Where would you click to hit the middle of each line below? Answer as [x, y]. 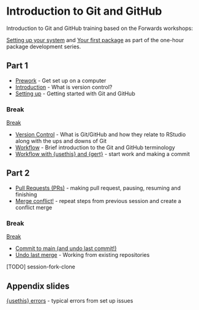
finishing [26, 194]
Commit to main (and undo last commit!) [66, 248]
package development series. [44, 46]
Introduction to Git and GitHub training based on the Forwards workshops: [100, 28]
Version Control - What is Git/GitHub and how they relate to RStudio [100, 135]
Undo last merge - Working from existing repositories [82, 255]
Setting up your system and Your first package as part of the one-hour [95, 40]
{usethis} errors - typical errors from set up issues [70, 300]
